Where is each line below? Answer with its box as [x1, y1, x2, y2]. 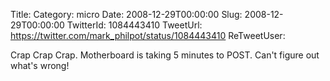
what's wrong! [10, 60, 70, 71]
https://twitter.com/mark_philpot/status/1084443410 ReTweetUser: [10, 30, 286, 41]
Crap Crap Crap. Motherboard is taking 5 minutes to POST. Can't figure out [10, 49, 320, 61]
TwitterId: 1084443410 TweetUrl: [66, 19, 203, 31]
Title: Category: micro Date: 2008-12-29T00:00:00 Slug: [10, 9, 243, 20]
